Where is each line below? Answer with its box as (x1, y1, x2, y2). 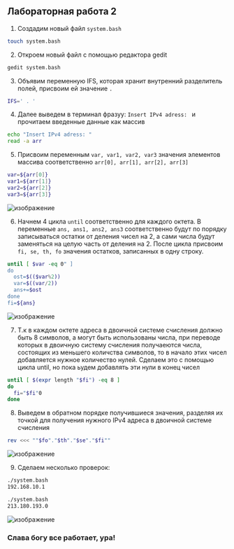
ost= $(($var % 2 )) (13, 273, 61, 281)
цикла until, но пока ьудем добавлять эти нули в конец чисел (17, 363, 200, 371)
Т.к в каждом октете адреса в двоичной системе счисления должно (17, 326, 223, 334)
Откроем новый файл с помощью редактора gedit (17, 50, 168, 59)
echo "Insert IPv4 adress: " (7, 131, 92, 139)
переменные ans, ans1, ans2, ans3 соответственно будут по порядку (17, 224, 227, 233)
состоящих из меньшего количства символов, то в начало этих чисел (17, 348, 227, 356)
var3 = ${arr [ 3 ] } (7, 190, 52, 198)
